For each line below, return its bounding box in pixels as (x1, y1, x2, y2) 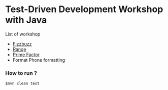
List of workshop (5, 31, 41, 37)
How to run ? (5, 69, 37, 76)
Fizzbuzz (12, 40, 32, 47)
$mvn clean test (5, 81, 40, 86)
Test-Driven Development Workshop (5, 4, 163, 15)
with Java (5, 14, 47, 26)
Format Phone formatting (12, 57, 65, 63)
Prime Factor (12, 52, 40, 58)
